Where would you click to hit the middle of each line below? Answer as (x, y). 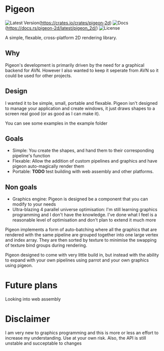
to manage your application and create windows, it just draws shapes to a (80, 108)
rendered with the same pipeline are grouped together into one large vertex (82, 235)
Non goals (21, 187)
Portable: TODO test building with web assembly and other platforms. (83, 172)
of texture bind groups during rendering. (46, 245)
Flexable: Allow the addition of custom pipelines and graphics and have (85, 161)
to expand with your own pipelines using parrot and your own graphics (77, 260)
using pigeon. (19, 265)
